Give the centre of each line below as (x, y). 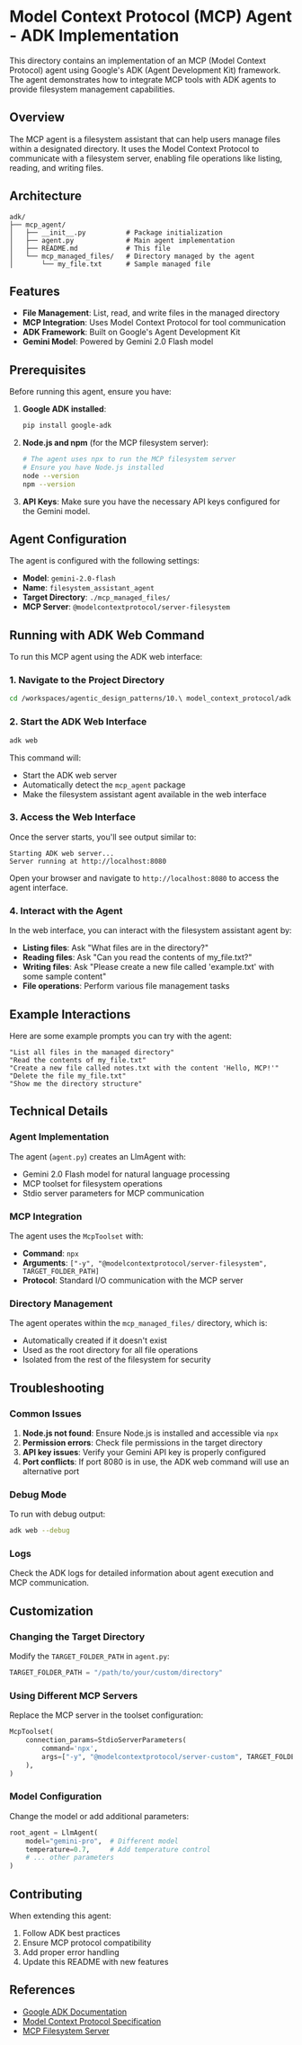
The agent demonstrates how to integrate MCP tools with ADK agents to (143, 79)
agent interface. (39, 887)
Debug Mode (38, 1494)
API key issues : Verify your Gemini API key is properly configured (144, 1452)
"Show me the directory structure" (76, 1084)
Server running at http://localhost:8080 (88, 861)
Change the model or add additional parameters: (99, 1816)
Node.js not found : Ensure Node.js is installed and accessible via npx (150, 1433)
